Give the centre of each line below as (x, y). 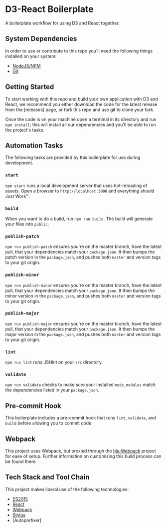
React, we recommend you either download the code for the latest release (82, 104)
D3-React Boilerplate (49, 9)
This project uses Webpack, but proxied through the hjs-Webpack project (81, 451)
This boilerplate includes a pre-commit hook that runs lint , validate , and (81, 418)
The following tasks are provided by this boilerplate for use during (73, 157)
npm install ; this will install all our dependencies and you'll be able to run (81, 124)
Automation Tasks (34, 145)
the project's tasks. (25, 130)
